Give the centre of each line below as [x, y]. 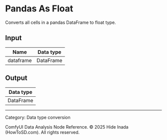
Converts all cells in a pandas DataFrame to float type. [61, 22]
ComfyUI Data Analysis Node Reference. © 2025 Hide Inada [67, 127]
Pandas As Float [39, 9]
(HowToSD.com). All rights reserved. [42, 132]
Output [16, 78]
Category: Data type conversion [38, 117]
